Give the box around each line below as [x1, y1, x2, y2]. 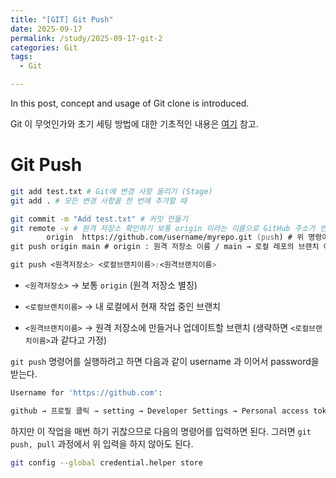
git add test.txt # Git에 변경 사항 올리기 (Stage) [10, 186, 213, 196]
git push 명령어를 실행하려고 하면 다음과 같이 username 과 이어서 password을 [10, 356, 320, 368]
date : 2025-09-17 [10, 24, 83, 34]
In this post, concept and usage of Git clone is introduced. [10, 97, 250, 109]
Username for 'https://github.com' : [10, 388, 163, 398]
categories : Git [10, 42, 78, 53]
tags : [10, 52, 33, 62]
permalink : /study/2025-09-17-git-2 [10, 33, 163, 43]
